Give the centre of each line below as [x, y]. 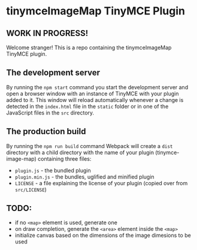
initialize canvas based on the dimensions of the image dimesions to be [103, 236]
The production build [46, 132]
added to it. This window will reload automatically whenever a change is [95, 100]
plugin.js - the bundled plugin [53, 170]
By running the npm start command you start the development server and [97, 87]
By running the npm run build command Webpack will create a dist [90, 146]
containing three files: [65, 159]
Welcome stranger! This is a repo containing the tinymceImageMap [89, 47]
